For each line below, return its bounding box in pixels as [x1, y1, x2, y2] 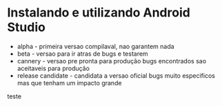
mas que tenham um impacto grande [17, 78, 122, 87]
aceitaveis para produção [17, 64, 90, 72]
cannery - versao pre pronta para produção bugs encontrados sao [17, 56, 207, 65]
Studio [7, 19, 46, 35]
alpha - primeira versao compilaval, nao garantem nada [17, 42, 174, 50]
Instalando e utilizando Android [7, 5, 191, 21]
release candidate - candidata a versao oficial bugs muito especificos [17, 71, 216, 80]
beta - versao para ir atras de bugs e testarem [17, 50, 148, 58]
